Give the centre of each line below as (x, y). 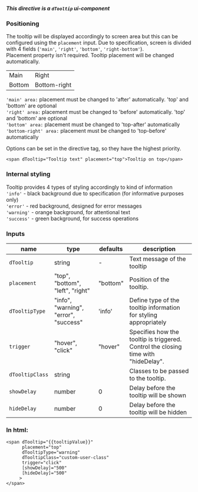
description (159, 249)
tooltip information (155, 307)
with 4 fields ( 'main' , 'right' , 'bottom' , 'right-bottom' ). (75, 49)
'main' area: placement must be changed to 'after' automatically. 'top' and (97, 100)
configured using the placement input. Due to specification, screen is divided (99, 43)
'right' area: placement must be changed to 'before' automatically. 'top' (96, 112)
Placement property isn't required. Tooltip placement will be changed (90, 55)
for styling (143, 314)
